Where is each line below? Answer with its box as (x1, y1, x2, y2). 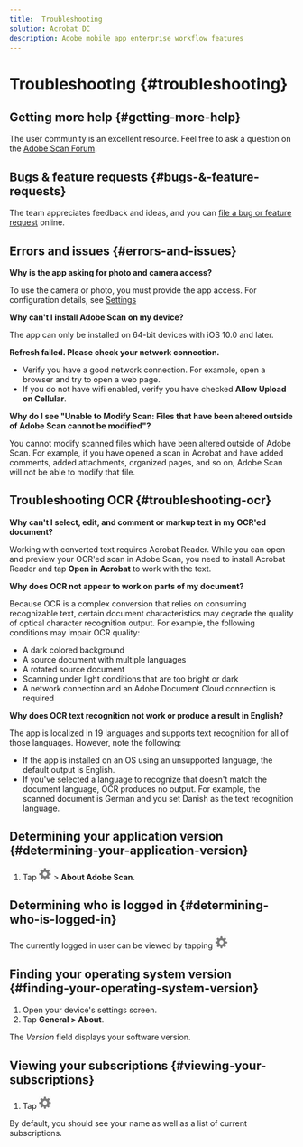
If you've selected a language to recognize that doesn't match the (22, 774, 268, 785)
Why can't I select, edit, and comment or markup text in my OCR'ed (9, 516, 267, 528)
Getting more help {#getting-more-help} (9, 109, 242, 125)
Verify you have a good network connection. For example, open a (22, 364, 266, 375)
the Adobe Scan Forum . (9, 143, 97, 154)
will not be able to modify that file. (9, 466, 136, 477)
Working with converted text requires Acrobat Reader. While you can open (9, 543, 286, 555)
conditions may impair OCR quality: (9, 626, 141, 637)
